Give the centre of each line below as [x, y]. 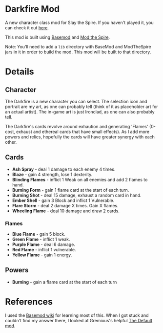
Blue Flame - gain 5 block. [39, 234]
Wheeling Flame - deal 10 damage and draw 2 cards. [66, 211]
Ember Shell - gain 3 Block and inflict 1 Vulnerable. [63, 200]
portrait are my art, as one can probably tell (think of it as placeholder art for [81, 107]
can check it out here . [27, 27]
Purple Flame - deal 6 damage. [44, 244]
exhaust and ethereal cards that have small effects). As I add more [83, 132]
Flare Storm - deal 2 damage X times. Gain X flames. [65, 205]
